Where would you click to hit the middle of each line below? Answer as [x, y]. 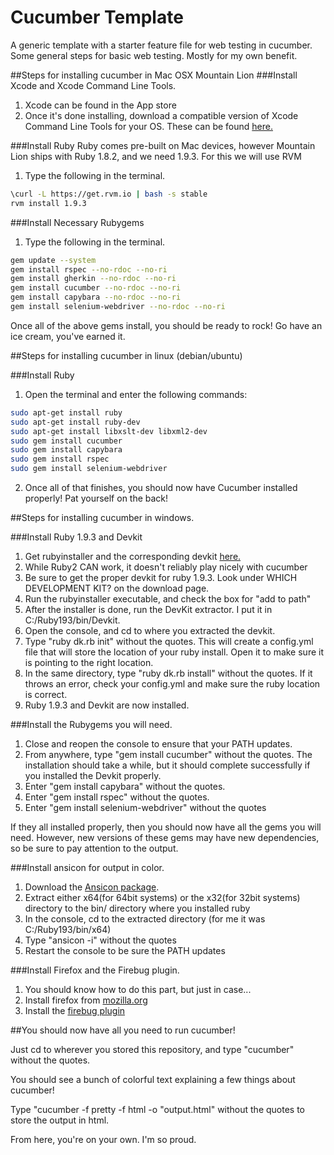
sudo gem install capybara [66, 450]
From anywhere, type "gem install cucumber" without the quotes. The [168, 755]
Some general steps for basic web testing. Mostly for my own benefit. [154, 55]
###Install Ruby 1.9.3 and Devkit [76, 537]
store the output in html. [60, 1120]
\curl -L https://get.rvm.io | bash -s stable [109, 194]
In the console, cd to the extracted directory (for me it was [145, 919]
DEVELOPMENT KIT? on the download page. [117, 588]
